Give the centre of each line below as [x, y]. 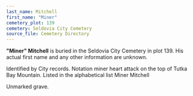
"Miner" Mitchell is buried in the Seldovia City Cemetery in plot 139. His [95, 51]
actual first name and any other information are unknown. [77, 57]
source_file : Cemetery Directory [48, 34]
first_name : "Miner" [32, 17]
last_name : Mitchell [32, 12]
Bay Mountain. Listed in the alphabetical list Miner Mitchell [78, 75]
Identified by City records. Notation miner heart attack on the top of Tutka [97, 69]
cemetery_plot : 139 [30, 23]
